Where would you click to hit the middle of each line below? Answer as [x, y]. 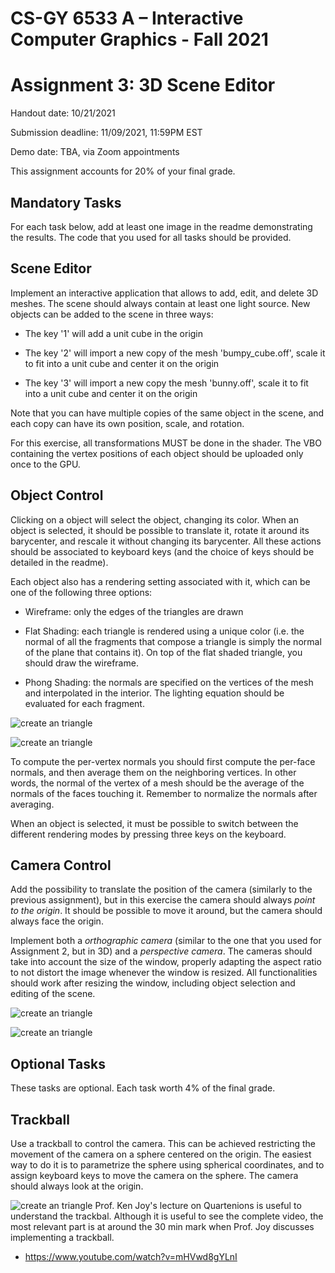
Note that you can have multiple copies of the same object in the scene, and [167, 413]
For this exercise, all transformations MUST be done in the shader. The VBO [166, 443]
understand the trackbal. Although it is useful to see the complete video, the [167, 1216]
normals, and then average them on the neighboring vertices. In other [153, 772]
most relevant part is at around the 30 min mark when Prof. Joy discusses [162, 1226]
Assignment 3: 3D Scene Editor [143, 85]
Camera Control [61, 865]
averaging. [32, 804]
